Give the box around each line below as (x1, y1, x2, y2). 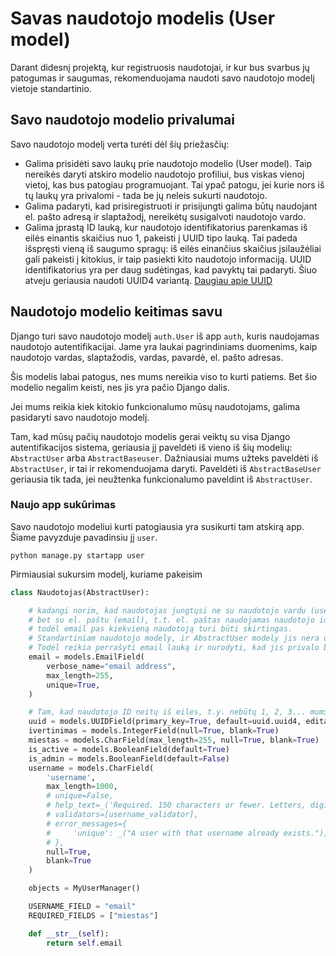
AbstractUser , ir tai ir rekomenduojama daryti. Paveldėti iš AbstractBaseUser (10, 462, 322, 474)
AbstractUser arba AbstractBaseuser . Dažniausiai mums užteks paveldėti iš (10, 452, 319, 464)
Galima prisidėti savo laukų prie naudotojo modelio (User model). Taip (24, 157, 313, 169)
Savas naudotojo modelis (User (10, 7, 276, 30)
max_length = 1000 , (46, 782, 118, 792)
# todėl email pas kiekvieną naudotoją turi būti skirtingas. (28, 624, 293, 634)
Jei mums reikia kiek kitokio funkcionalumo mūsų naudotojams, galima (10, 400, 301, 412)
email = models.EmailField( (28, 652, 145, 662)
